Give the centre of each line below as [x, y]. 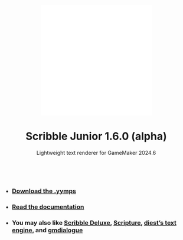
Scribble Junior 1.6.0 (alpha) [96, 136]
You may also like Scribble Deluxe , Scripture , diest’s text [94, 222]
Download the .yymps [44, 191]
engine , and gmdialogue [47, 230]
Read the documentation [48, 207]
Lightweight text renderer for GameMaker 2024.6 [96, 153]
